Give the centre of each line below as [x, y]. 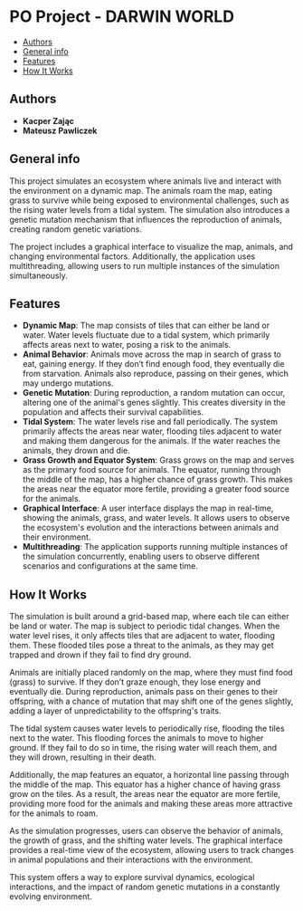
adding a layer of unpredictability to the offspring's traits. [115, 711]
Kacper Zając [48, 120]
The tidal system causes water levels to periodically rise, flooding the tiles [147, 729]
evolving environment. [51, 897]
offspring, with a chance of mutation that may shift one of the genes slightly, [151, 701]
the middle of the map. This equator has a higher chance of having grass [145, 784]
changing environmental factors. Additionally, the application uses [133, 256]
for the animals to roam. [54, 813]
